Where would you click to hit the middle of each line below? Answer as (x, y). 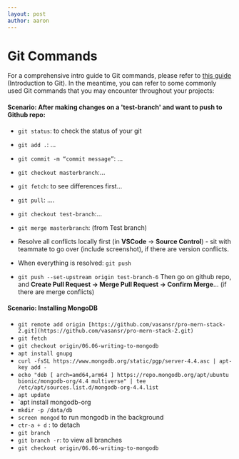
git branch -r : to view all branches (70, 440)
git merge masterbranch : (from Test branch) (82, 227)
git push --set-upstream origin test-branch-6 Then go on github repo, (124, 276)
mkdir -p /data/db (45, 410)
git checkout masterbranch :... (61, 172)
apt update (34, 395)
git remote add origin (51, 324)
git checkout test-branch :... (60, 213)
